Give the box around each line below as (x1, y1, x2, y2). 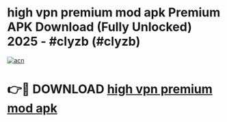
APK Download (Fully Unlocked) (7, 19, 193, 35)
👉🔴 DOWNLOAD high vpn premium (7, 82, 213, 97)
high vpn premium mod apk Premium (7, 5, 221, 20)
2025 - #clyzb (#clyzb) (7, 34, 141, 49)
